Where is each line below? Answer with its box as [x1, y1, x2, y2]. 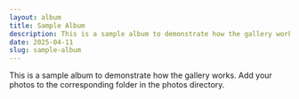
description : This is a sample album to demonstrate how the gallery [9, 29, 273, 38]
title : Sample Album [9, 21, 86, 30]
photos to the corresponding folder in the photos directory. [9, 80, 225, 90]
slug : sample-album [9, 46, 82, 55]
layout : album [9, 12, 62, 22]
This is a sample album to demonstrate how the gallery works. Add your [9, 70, 273, 80]
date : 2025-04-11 [9, 37, 74, 47]
